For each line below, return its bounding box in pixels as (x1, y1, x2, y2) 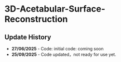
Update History (4, 33, 52, 41)
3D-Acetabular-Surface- (4, 3, 106, 15)
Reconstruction (4, 14, 68, 25)
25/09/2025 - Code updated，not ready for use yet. (11, 52, 116, 57)
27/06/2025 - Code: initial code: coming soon (11, 46, 104, 51)
